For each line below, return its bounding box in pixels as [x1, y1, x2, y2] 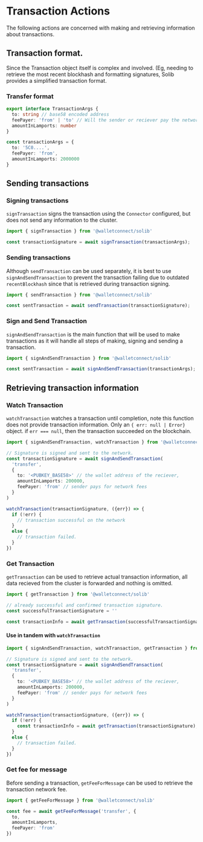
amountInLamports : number [11, 123, 77, 129]
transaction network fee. [6, 785, 68, 792]
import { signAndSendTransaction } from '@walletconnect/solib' [6, 355, 172, 361]
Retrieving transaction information [6, 382, 139, 393]
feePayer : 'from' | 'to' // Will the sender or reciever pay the [11, 117, 180, 123]
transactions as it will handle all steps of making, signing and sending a [6, 337, 183, 344]
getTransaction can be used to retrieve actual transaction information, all [6, 573, 188, 580]
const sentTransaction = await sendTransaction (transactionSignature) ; [6, 303, 190, 309]
